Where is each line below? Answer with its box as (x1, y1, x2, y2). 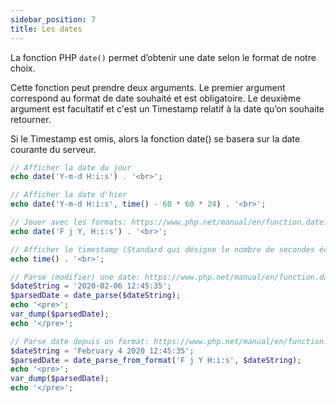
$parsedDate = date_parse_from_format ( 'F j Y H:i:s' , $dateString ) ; (10, 355, 302, 365)
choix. (10, 62, 36, 74)
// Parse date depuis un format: (10, 336, 150, 346)
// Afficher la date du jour (10, 162, 132, 173)
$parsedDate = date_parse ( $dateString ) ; (10, 291, 182, 301)
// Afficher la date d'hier (10, 190, 128, 200)
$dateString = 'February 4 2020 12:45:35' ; (10, 346, 195, 356)
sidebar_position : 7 (10, 14, 97, 25)
